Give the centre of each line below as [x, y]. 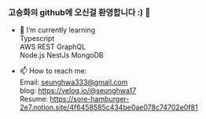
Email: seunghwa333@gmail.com [74, 82]
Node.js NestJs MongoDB [61, 55]
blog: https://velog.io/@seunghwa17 [78, 91]
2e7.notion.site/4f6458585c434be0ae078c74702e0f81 [109, 107]
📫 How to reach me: [53, 71]
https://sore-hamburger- [90, 99]
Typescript [37, 39]
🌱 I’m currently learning [57, 30]
